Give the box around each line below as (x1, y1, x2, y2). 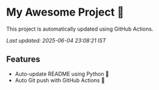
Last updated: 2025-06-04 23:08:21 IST (6, 37, 107, 44)
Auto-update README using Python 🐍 (14, 70, 110, 77)
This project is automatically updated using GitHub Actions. (6, 25, 154, 32)
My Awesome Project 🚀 (6, 5, 125, 19)
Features (6, 54, 40, 65)
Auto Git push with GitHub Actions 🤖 (14, 76, 105, 83)
